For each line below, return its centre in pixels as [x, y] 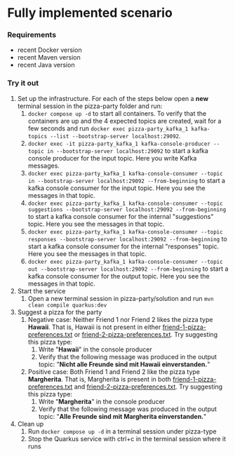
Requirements [32, 35]
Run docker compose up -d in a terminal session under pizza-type [122, 431]
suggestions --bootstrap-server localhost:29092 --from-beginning [127, 209]
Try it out [23, 83]
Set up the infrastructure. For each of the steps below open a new [113, 98]
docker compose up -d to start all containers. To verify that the [117, 113]
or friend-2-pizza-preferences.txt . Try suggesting [146, 334]
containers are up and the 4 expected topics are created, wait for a [125, 121]
